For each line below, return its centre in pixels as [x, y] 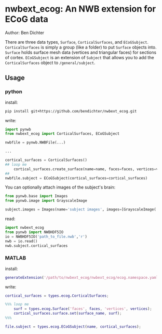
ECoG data [27, 19]
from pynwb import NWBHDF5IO [34, 232]
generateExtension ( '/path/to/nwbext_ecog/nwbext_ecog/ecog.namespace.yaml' [83, 277]
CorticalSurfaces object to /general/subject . [50, 63]
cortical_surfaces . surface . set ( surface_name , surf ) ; [68, 314]
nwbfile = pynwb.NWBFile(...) [35, 143]
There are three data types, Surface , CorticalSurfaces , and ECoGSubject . [77, 42]
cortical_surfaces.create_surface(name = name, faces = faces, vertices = [85, 169]
